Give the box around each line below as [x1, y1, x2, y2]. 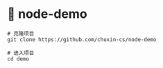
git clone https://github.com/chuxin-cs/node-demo [7, 36, 157, 43]
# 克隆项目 [7, 30, 35, 37]
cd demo [7, 55, 30, 63]
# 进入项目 [7, 49, 35, 56]
